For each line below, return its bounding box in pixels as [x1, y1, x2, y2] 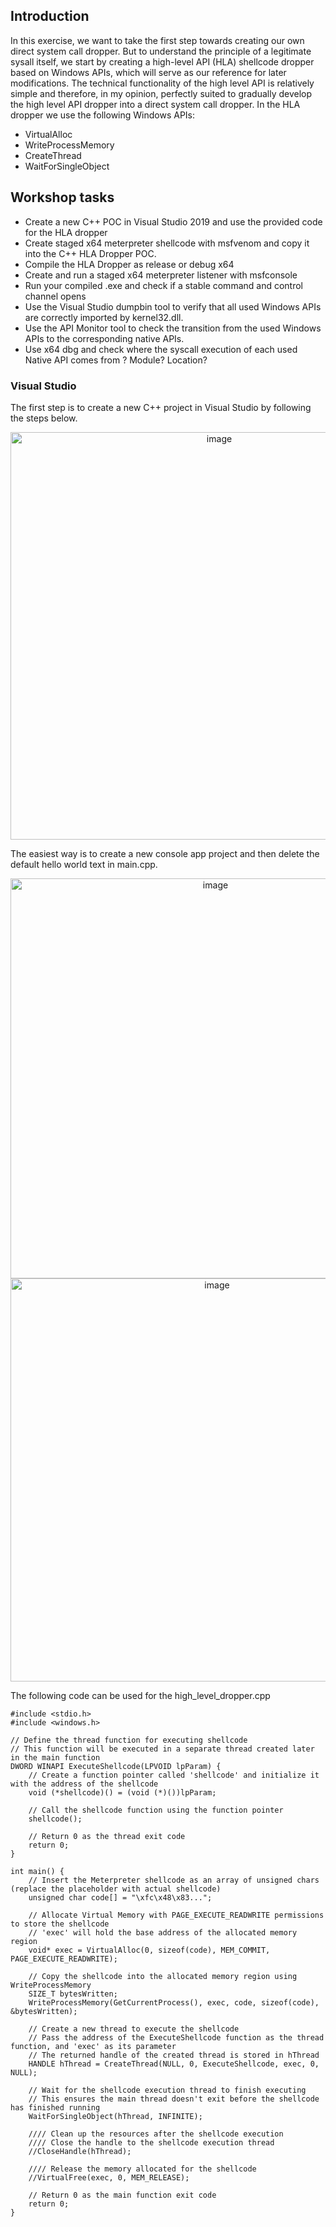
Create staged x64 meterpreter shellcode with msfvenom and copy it [24, 237, 310, 249]
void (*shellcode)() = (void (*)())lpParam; [28, 1787, 217, 1798]
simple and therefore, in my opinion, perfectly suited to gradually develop [10, 87, 313, 99]
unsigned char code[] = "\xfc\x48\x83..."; [28, 1892, 213, 1903]
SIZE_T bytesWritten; [28, 1989, 118, 1999]
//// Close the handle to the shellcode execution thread [28, 2137, 275, 2148]
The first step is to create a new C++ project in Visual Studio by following [10, 401, 312, 413]
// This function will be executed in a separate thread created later [10, 1744, 315, 1754]
